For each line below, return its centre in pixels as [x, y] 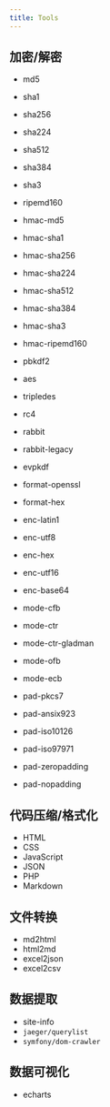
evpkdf [36, 467]
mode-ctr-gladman [58, 643]
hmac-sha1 [43, 238]
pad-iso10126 [48, 731]
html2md [39, 949]
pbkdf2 [36, 361]
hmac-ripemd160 [55, 344]
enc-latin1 [41, 520]
